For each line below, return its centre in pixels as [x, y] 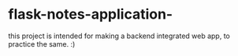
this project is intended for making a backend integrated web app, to [119, 36]
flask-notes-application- [91, 14]
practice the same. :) [42, 44]
